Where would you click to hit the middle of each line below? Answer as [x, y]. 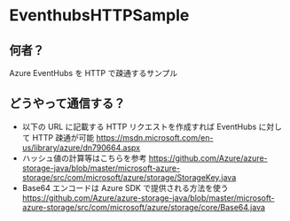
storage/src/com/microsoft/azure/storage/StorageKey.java [129, 177]
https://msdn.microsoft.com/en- [155, 137]
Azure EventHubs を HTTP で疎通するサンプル [94, 73]
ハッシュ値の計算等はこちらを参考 [84, 158]
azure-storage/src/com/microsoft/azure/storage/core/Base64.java [144, 207]
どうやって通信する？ [67, 104]
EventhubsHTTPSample [99, 15]
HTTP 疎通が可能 [63, 137]
